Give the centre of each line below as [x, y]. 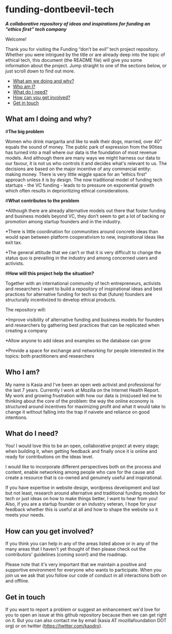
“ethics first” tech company [36, 29]
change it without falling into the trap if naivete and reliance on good [78, 412]
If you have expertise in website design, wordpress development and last [83, 488]
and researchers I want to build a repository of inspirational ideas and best [84, 289]
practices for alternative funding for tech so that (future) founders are [79, 294]
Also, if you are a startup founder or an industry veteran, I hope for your [81, 504]
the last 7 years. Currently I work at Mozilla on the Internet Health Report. [83, 390]
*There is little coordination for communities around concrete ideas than [82, 231]
